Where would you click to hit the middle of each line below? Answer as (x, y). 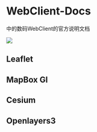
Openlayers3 (31, 121)
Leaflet (20, 59)
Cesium (21, 100)
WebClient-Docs (49, 11)
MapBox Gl (27, 80)
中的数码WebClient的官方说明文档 (48, 28)
